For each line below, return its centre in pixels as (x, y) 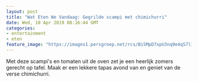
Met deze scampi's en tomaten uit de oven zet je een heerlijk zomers (90, 61)
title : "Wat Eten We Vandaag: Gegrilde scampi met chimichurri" (87, 17)
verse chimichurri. (28, 74)
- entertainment (26, 34)
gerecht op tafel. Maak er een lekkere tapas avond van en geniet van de (93, 67)
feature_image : (25, 45)
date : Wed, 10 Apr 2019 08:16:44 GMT (52, 22)
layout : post (22, 12)
